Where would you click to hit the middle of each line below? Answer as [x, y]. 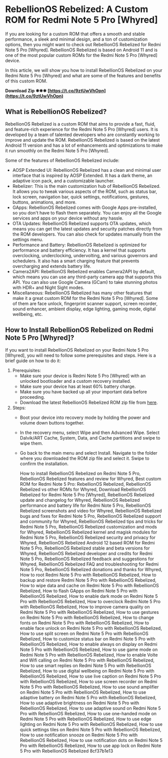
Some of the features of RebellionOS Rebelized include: [62, 160]
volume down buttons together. [52, 422]
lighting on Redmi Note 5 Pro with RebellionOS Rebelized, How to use [91, 724]
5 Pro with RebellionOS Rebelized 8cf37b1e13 [66, 751]
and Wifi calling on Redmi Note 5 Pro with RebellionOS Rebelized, [87, 660]
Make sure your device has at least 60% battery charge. [78, 386]
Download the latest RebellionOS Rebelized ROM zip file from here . [89, 402]
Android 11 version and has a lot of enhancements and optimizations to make [84, 145]
